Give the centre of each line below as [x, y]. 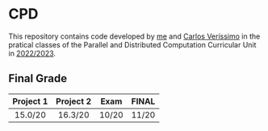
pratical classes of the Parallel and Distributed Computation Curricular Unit [132, 44]
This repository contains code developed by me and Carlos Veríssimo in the [134, 36]
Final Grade [38, 78]
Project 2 [74, 101]
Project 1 [30, 101]
